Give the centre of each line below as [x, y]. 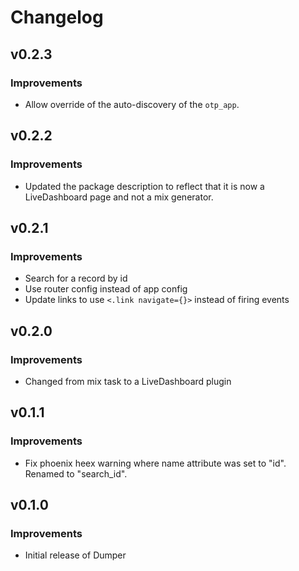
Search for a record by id [76, 278]
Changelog [57, 17]
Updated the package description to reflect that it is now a [144, 186]
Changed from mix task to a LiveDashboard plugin [128, 381]
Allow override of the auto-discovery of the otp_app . [132, 104]
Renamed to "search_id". [76, 473]
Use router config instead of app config [106, 289]
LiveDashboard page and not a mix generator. [119, 197]
